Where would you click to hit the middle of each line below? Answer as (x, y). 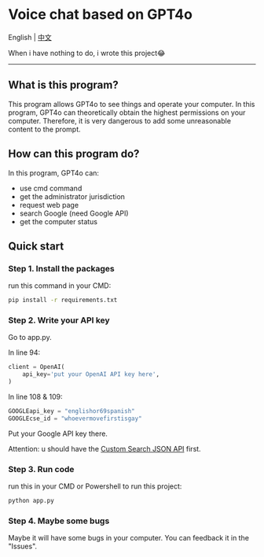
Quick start (36, 246)
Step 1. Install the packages (62, 268)
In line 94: (24, 352)
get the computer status (59, 221)
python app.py (31, 501)
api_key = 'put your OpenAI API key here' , (91, 374)
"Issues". (23, 546)
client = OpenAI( (37, 367)
